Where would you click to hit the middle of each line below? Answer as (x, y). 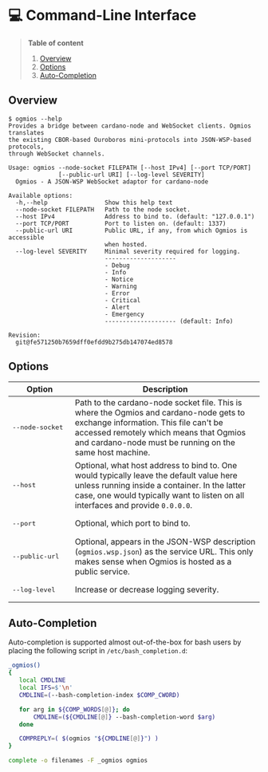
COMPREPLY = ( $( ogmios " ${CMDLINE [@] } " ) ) (89, 739)
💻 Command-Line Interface (102, 16)
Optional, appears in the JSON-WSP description (165, 542)
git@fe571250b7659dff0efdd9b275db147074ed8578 (94, 342)
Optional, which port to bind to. (132, 523)
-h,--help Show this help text (94, 203)
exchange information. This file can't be (149, 422)
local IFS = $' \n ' (46, 687)
